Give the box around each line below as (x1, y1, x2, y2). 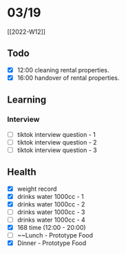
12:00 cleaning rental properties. (17, 65, 109, 74)
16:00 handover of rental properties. (17, 74, 120, 82)
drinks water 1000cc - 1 (17, 192, 84, 200)
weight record (17, 184, 57, 193)
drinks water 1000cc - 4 (17, 215, 86, 224)
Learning (7, 94, 47, 106)
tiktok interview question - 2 (17, 138, 98, 146)
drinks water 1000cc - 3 (17, 208, 85, 216)
